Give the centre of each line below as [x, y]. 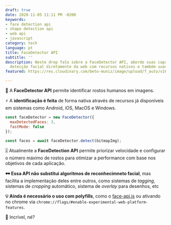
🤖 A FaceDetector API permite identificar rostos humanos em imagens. [80, 90]
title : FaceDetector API [32, 52]
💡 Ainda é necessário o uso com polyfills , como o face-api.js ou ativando [83, 196]
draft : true [18, 10]
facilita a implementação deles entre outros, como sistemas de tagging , [80, 181]
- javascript [19, 39]
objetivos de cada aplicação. [35, 163]
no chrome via [20, 202]
